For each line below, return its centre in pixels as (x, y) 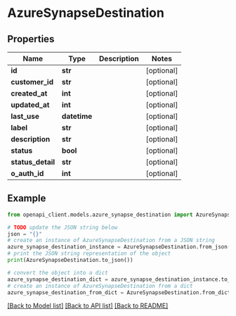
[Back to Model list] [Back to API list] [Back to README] (88, 306)
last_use (25, 116)
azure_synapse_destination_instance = (64, 247)
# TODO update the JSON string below (63, 227)
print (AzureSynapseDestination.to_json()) (70, 260)
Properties (31, 39)
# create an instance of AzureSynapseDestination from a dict (100, 286)
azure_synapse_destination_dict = (58, 279)
